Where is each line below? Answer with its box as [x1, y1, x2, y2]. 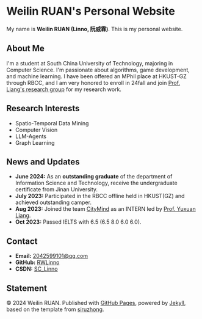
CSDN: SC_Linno [15, 265, 58, 273]
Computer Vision [15, 126, 58, 133]
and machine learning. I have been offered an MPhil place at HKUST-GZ [6, 72, 187, 80]
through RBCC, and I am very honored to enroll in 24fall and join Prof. [6, 79, 181, 86]
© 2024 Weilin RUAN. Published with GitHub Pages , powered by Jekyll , [6, 299, 186, 306]
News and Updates [6, 156, 81, 167]
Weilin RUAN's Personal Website [6, 4, 175, 18]
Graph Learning [15, 139, 55, 146]
